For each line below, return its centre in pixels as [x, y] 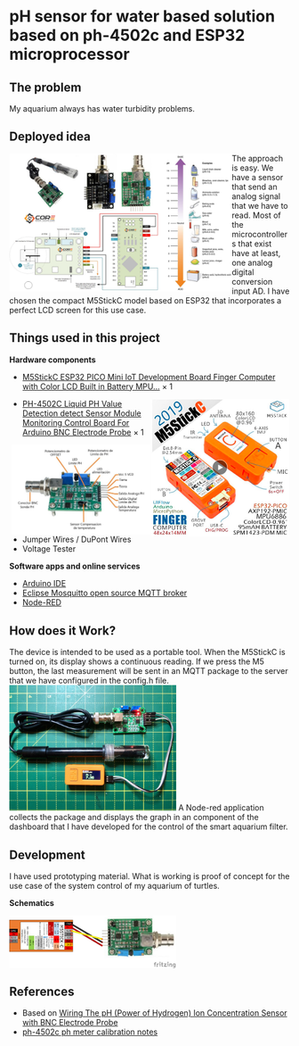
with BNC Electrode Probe [70, 1023]
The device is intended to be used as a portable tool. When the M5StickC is [148, 652]
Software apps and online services [75, 566]
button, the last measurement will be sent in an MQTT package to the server [149, 671]
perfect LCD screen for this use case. [78, 310]
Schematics [32, 903]
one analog [252, 262]
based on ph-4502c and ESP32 [127, 35]
